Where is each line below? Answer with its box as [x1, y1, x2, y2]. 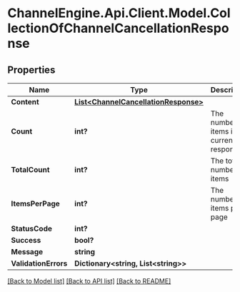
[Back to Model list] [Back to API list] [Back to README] [7, 277, 171, 285]
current [210, 136, 236, 145]
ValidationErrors [11, 258, 68, 268]
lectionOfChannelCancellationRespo [7, 20, 230, 36]
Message [11, 247, 44, 256]
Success [11, 236, 41, 245]
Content [11, 97, 39, 106]
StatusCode [11, 223, 52, 233]
